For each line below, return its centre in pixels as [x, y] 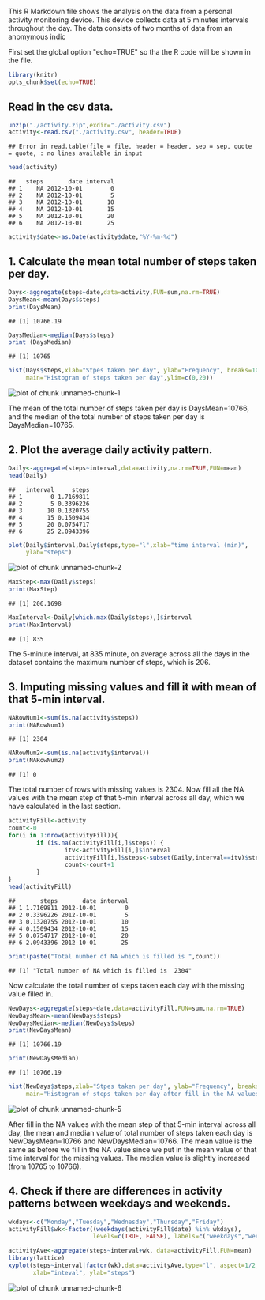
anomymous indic [37, 36]
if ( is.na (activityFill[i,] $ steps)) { [100, 843]
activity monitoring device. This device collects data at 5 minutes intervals [129, 20]
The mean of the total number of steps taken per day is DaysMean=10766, [129, 408]
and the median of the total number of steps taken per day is [106, 417]
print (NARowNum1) [37, 725]
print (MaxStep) [33, 590]
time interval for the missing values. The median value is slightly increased [129, 1158]
